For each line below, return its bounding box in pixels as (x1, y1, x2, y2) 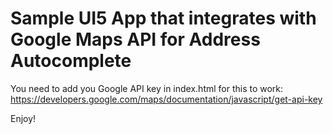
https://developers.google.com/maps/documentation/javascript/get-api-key (10, 93, 323, 105)
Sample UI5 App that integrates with (10, 7, 317, 30)
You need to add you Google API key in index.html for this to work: (10, 82, 284, 94)
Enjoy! (10, 112, 37, 124)
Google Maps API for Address (10, 28, 261, 51)
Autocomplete (10, 50, 132, 72)
